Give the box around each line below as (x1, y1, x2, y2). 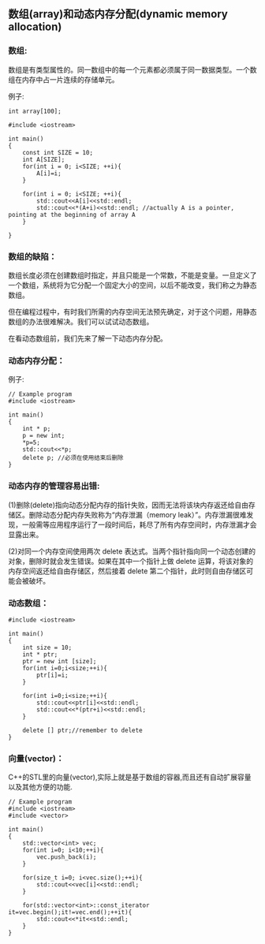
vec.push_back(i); (36, 853, 97, 861)
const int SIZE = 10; (22, 148, 93, 156)
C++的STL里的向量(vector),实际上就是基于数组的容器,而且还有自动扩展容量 (8, 772, 252, 782)
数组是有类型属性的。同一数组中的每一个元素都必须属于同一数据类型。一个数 (8, 65, 257, 74)
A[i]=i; (36, 169, 62, 177)
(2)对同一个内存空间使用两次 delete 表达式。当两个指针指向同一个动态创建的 (8, 547, 256, 556)
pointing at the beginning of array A (8, 211, 136, 218)
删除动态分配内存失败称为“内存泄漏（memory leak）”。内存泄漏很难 (28, 509, 247, 519)
